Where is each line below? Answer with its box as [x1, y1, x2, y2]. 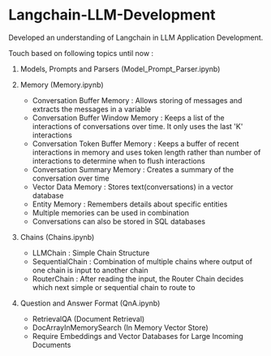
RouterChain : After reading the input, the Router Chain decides [32, 274, 244, 284]
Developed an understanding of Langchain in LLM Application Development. [8, 33, 264, 42]
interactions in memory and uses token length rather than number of [32, 147, 261, 157]
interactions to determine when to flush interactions [32, 156, 205, 166]
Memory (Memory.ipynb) [19, 80, 104, 89]
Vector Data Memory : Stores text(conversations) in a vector [32, 181, 234, 192]
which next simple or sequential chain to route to [32, 282, 196, 292]
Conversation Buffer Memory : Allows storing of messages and [32, 95, 243, 105]
